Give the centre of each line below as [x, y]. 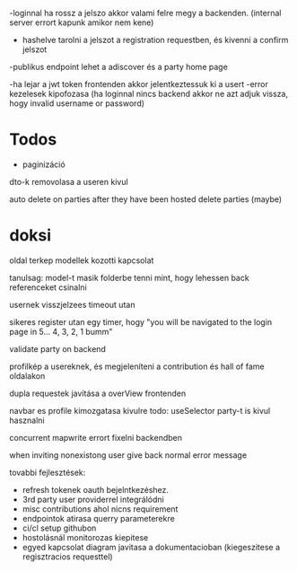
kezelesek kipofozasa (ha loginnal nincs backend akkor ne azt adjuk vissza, [149, 94]
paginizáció [44, 164]
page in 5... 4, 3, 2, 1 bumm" [61, 331]
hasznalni [27, 420]
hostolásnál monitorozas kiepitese [85, 537]
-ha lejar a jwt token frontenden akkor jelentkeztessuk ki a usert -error [139, 84]
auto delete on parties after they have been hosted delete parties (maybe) [146, 199]
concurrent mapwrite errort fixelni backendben [96, 437]
